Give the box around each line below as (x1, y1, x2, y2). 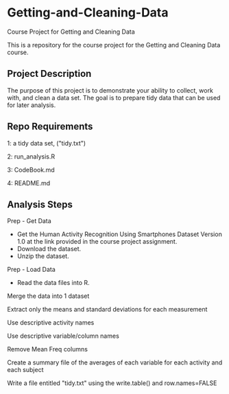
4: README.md (7, 178, 51, 187)
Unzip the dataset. (16, 252, 70, 260)
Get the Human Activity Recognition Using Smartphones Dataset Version (16, 230, 223, 238)
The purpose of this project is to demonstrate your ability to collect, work (7, 86, 214, 94)
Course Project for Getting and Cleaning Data (7, 27, 135, 36)
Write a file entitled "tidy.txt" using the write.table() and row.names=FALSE (7, 379, 217, 387)
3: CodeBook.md (7, 165, 55, 174)
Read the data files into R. (16, 279, 91, 287)
